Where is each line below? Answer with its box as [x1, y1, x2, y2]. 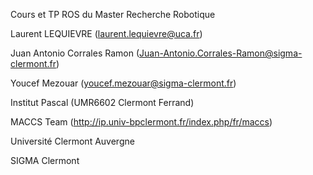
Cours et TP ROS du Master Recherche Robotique [10, 9, 216, 20]
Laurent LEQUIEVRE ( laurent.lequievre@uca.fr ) [10, 28, 203, 39]
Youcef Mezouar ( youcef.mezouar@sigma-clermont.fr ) [10, 77, 237, 89]
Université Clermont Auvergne [10, 135, 135, 147]
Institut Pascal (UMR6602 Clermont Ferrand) [10, 97, 195, 108]
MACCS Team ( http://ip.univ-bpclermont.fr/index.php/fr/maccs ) [10, 116, 273, 128]
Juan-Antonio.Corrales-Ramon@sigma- [139, 47, 303, 59]
